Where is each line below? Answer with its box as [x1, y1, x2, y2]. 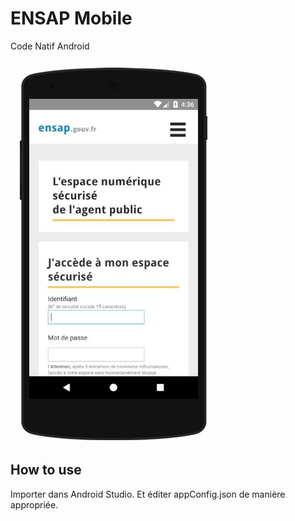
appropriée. [10, 498, 59, 511]
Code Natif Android [10, 40, 90, 52]
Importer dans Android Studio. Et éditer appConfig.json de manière [10, 488, 286, 500]
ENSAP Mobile [10, 7, 133, 30]
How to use [10, 462, 82, 479]
